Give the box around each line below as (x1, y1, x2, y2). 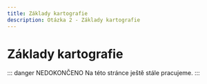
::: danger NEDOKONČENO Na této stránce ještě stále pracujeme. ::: (7, 69, 200, 77)
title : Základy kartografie (7, 10, 88, 17)
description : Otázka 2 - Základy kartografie (7, 17, 140, 23)
